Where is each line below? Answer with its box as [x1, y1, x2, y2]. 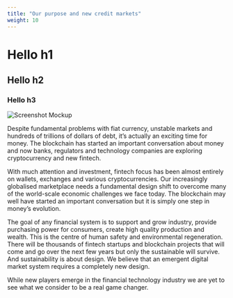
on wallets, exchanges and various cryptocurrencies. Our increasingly [7, 175, 208, 183]
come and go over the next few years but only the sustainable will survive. [7, 248, 220, 256]
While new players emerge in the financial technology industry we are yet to [7, 276, 225, 284]
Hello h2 [7, 74, 44, 86]
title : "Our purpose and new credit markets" [7, 10, 141, 17]
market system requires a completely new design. [7, 262, 150, 271]
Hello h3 [7, 95, 36, 104]
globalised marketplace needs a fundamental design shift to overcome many [7, 182, 227, 191]
